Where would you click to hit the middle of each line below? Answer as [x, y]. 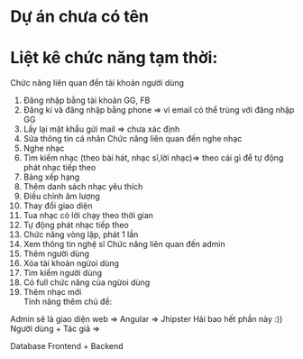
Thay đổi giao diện [58, 206]
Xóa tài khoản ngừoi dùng [71, 263]
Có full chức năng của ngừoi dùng [87, 282]
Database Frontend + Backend [67, 346]
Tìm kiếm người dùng [63, 273]
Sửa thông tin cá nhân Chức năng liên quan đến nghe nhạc [133, 139]
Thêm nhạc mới [52, 292]
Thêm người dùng [56, 253]
